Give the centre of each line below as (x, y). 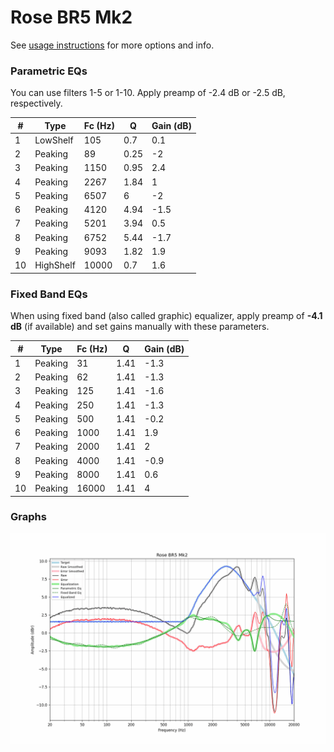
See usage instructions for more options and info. (112, 45)
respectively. (36, 103)
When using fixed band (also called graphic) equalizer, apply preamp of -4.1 (166, 316)
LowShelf (54, 140)
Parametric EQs (49, 71)
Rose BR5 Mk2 (71, 17)
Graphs (28, 517)
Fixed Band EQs (49, 294)
